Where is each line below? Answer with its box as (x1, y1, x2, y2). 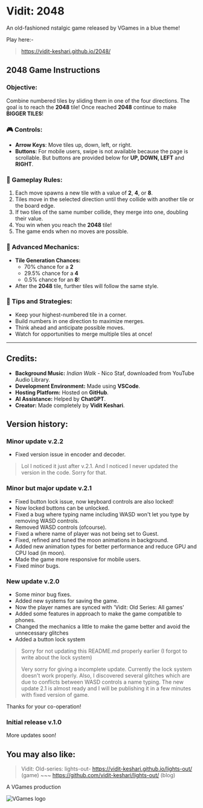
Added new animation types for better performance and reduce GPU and (14, 542, 197, 550)
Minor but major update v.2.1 (6, 484, 92, 493)
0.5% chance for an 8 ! (24, 276, 80, 283)
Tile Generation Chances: (14, 257, 81, 264)
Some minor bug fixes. (14, 591, 71, 598)
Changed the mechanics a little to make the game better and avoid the (14, 623, 190, 630)
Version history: (6, 419, 68, 429)
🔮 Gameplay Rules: (6, 175, 63, 184)
